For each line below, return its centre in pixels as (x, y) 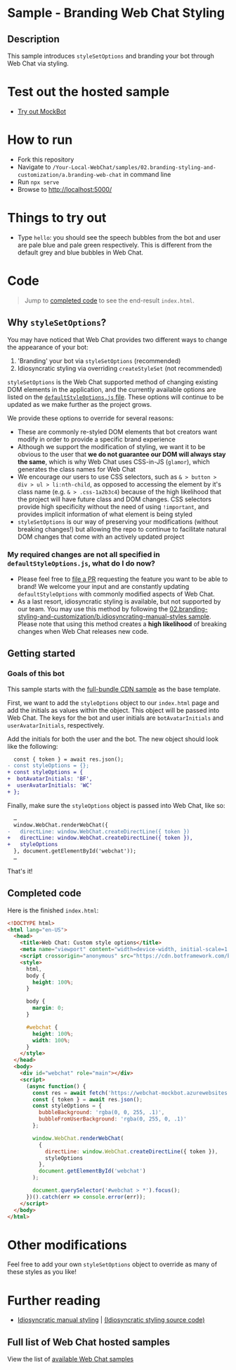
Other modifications (67, 1245)
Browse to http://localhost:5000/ (65, 189)
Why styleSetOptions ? (57, 323)
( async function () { (56, 1086)
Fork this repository (46, 159)
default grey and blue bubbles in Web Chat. (80, 252)
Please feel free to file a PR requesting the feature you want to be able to (123, 579)
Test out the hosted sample (88, 92)
